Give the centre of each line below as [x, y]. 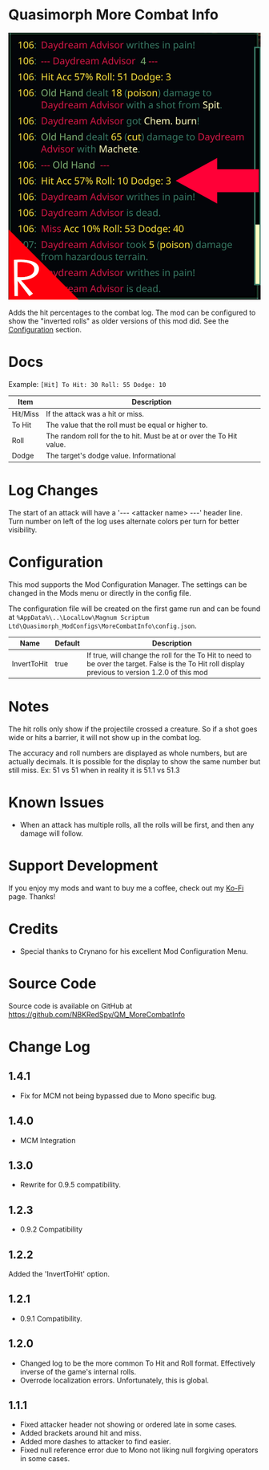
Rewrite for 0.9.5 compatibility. [70, 1185]
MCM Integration [48, 1140]
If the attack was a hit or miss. [95, 413]
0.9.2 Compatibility [51, 1229]
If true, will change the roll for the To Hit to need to [169, 655]
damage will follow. [52, 833]
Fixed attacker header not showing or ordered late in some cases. [128, 1425]
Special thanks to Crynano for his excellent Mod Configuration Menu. [134, 951]
